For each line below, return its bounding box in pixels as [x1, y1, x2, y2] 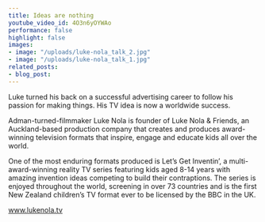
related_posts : [8, 63, 59, 71]
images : [8, 41, 34, 49]
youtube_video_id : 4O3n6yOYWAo [8, 19, 112, 27]
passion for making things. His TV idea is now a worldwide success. [8, 100, 231, 110]
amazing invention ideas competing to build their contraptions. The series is [8, 173, 256, 182]
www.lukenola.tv [8, 205, 63, 214]
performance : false [8, 26, 73, 34]
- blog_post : [8, 70, 52, 78]
